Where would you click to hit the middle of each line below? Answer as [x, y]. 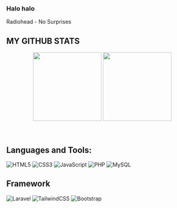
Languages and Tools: [49, 150]
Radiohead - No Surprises [39, 22]
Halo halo [21, 9]
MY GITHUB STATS [43, 41]
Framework [28, 184]
